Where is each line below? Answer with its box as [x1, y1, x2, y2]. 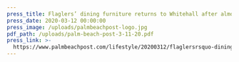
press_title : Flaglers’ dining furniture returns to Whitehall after [6, 10, 218, 18]
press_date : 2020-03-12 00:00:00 [6, 17, 106, 24]
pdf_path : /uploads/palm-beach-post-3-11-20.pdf [6, 30, 154, 38]
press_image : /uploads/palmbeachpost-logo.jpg [6, 24, 148, 31]
